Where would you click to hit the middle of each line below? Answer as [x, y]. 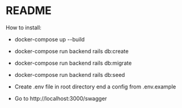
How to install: [24, 27]
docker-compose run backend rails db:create [71, 51]
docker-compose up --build [49, 39]
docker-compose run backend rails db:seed [70, 74]
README [29, 11]
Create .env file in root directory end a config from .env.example [95, 87]
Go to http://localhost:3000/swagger [61, 98]
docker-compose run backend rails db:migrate [73, 63]
